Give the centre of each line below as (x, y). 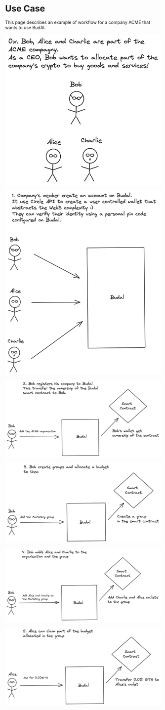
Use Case (25, 9)
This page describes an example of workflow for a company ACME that (78, 22)
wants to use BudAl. (25, 27)
